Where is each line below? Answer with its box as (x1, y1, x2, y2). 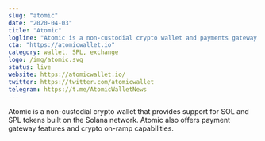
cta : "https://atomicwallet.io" (8, 41, 115, 49)
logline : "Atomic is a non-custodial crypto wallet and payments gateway (8, 33, 258, 42)
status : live (8, 63, 52, 71)
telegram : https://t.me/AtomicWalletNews (8, 85, 148, 93)
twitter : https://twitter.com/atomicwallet (8, 78, 155, 86)
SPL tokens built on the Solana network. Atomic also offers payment (8, 116, 231, 125)
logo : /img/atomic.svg (8, 56, 83, 64)
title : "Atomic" (8, 26, 62, 34)
